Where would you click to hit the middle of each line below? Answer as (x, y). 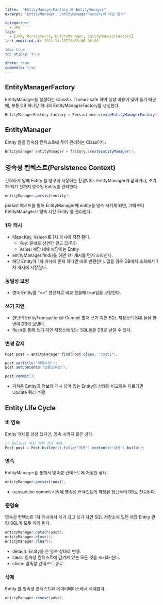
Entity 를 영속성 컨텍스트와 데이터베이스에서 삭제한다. (55, 588)
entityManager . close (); (29, 537)
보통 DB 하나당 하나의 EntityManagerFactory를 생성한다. (65, 105)
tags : (10, 32)
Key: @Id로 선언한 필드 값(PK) (48, 243)
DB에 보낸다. (33, 324)
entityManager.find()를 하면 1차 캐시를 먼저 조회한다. (62, 255)
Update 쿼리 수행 (28, 392)
